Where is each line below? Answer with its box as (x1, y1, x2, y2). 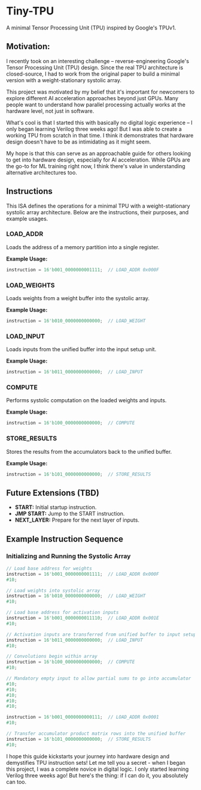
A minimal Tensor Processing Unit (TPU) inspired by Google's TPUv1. (6, 24, 176, 31)
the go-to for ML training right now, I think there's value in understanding (6, 162, 185, 169)
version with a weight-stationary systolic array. (6, 76, 121, 83)
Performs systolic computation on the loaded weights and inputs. (6, 397, 167, 404)
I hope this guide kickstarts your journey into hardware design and (6, 752, 170, 760)
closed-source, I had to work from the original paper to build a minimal (6, 70, 180, 77)
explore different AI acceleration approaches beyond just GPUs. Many (6, 94, 178, 101)
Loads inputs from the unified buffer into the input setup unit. (6, 346, 157, 353)
